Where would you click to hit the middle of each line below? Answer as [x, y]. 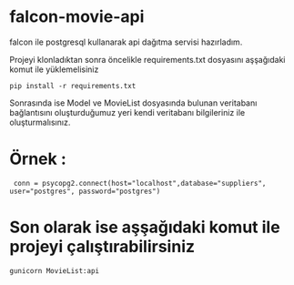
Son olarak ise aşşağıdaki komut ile [145, 227]
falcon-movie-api [77, 17]
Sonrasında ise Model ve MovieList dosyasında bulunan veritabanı [133, 103]
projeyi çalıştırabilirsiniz [102, 247]
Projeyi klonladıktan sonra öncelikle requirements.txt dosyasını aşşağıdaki [147, 59]
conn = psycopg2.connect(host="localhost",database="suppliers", [140, 183]
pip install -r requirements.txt [73, 86]
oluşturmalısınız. [40, 122]
